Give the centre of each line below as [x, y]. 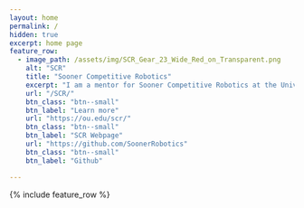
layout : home [34, 18]
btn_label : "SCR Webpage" [75, 136]
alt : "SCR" [46, 69]
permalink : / [34, 26]
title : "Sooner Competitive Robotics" [99, 77]
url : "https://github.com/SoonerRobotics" [107, 144]
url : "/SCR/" [50, 93]
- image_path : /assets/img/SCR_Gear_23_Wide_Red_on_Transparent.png [149, 60]
